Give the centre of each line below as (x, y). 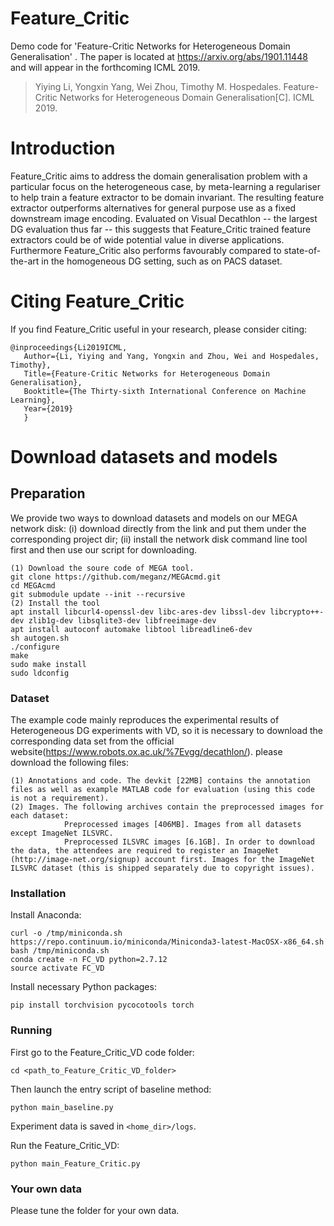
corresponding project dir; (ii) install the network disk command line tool (159, 539)
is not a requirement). (60, 798)
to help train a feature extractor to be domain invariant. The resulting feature (167, 197)
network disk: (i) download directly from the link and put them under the (158, 528)
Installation (38, 894)
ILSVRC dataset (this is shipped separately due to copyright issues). (162, 868)
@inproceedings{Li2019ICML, (69, 347)
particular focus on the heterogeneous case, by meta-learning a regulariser (165, 186)
